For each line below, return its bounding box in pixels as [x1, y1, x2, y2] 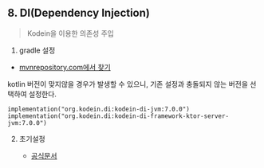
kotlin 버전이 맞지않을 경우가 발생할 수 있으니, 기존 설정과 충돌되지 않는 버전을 [7, 79, 249, 88]
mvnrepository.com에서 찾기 [18, 62, 111, 72]
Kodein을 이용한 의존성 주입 [26, 28, 115, 38]
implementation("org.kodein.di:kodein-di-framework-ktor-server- [7, 111, 229, 120]
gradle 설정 [18, 45, 56, 55]
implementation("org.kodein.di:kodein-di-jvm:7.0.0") [7, 105, 191, 113]
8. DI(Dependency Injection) [7, 6, 151, 20]
